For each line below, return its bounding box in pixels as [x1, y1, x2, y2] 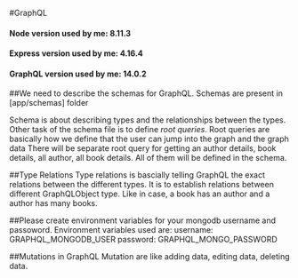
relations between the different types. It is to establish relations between [9, 179, 274, 190]
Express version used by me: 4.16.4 [9, 48, 144, 59]
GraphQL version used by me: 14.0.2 [9, 68, 147, 79]
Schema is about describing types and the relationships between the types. [9, 115, 286, 125]
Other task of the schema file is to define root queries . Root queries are [9, 124, 270, 135]
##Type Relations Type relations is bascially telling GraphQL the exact [9, 170, 265, 180]
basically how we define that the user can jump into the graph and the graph [9, 133, 289, 145]
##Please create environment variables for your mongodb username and [9, 215, 276, 226]
